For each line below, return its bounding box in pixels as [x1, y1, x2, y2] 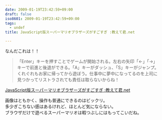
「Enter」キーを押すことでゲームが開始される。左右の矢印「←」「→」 [17, 59, 158, 64]
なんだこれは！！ [5, 48, 40, 54]
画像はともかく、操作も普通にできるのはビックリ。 [5, 98, 108, 103]
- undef [9, 25, 25, 30]
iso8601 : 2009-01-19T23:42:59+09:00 [5, 16, 80, 21]
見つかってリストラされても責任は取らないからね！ [17, 77, 120, 82]
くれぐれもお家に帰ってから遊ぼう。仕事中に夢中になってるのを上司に [17, 71, 158, 76]
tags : [5, 20, 16, 26]
